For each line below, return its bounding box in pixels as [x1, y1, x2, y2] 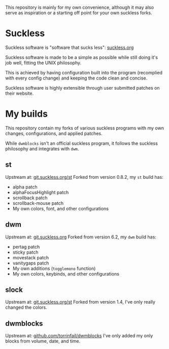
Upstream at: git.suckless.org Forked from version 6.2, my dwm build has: [5, 234, 156, 240]
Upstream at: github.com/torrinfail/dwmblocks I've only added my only [5, 333, 153, 339]
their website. [5, 90, 34, 96]
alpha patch [12, 183, 38, 190]
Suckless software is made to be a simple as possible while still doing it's [5, 54, 158, 60]
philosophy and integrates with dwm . [5, 145, 79, 152]
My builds [5, 108, 48, 120]
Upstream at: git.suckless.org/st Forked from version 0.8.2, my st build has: [5, 174, 163, 180]
